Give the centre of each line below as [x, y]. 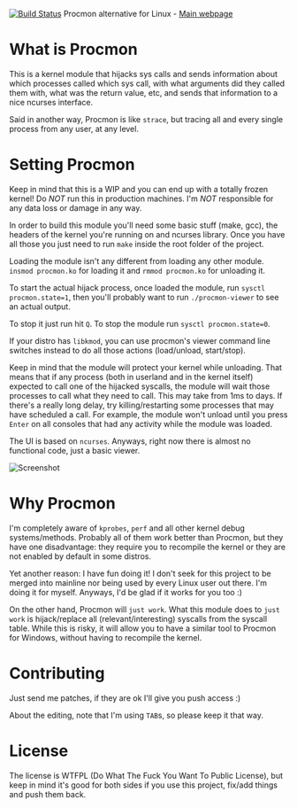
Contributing [57, 673]
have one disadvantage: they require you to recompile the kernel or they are [147, 547]
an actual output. [40, 307]
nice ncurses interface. [51, 102]
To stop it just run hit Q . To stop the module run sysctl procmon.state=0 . [140, 323]
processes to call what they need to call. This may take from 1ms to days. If [146, 395]
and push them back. [48, 794]
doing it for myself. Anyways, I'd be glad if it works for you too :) [126, 592]
